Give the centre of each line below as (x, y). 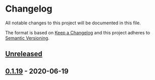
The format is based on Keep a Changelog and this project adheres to (78, 32)
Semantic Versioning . (27, 38)
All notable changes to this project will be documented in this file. (73, 23)
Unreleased (24, 54)
